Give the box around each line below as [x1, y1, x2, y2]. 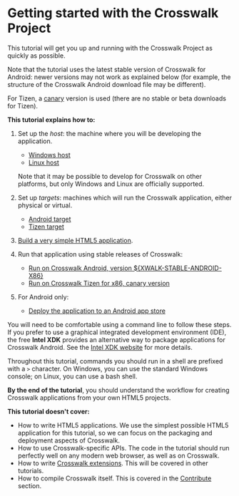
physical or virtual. [17, 201, 73, 210]
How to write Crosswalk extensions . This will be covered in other [17, 458, 208, 467]
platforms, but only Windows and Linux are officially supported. [17, 180, 205, 188]
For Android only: [17, 292, 69, 301]
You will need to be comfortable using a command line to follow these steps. [7, 320, 232, 329]
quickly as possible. [7, 51, 66, 60]
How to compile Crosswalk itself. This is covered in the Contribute [17, 474, 212, 482]
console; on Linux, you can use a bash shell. [7, 372, 138, 381]
